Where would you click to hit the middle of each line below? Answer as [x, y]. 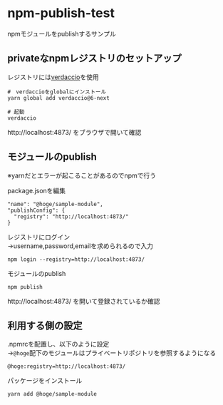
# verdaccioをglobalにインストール [57, 92]
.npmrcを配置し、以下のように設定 [58, 344]
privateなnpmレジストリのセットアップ [94, 58]
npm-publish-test [61, 13]
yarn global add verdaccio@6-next [59, 98]
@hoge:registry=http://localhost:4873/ [67, 366]
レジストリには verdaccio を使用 [53, 77]
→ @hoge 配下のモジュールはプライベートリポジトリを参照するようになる [112, 353]
